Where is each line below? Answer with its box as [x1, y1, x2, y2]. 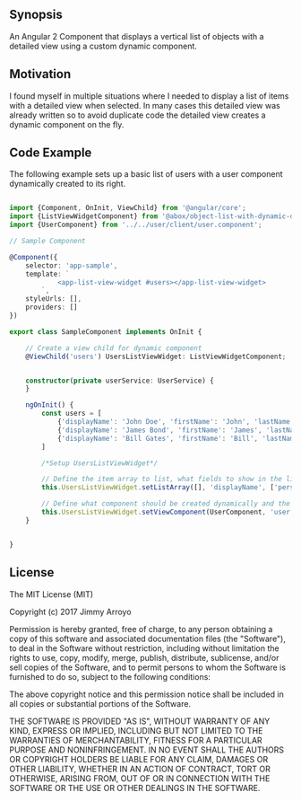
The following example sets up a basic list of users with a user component [9, 169, 284, 180]
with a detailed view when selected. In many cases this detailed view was [9, 100, 280, 110]
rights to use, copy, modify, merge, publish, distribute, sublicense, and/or [9, 652, 279, 663]
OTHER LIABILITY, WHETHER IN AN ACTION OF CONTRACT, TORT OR [9, 763, 271, 774]
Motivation [9, 66, 72, 82]
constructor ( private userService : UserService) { [25, 376, 215, 385]
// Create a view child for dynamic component [25, 343, 202, 353]
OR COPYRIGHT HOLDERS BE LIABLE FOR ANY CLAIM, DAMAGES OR [9, 753, 269, 764]
